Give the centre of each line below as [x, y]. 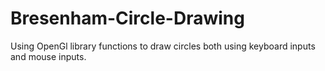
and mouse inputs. [48, 56]
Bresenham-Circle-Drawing [127, 18]
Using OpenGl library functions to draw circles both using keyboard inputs [163, 46]
